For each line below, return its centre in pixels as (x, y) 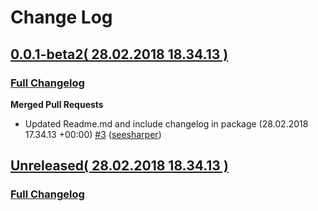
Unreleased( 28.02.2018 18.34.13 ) (119, 166)
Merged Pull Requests (57, 104)
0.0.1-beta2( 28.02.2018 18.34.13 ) (119, 54)
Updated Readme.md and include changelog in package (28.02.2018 (166, 123)
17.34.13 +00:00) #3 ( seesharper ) (93, 134)
